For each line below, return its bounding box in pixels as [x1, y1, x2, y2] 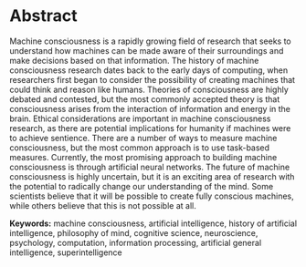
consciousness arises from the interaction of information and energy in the [9, 103, 290, 114]
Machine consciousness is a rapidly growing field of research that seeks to [9, 36, 292, 46]
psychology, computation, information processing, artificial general [9, 237, 262, 248]
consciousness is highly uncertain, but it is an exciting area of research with [9, 170, 295, 182]
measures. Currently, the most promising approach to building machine [9, 151, 278, 162]
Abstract [9, 5, 78, 26]
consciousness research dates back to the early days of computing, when [9, 65, 289, 76]
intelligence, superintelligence [9, 247, 123, 258]
